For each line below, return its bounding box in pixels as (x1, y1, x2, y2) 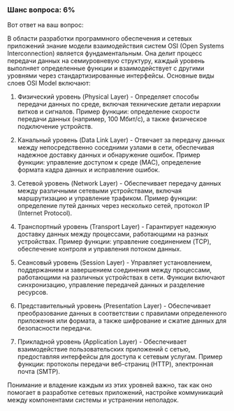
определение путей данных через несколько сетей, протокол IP (17, 202, 210, 210)
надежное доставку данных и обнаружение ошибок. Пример (17, 151, 200, 159)
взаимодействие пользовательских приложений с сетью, (17, 345, 191, 354)
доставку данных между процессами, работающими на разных (17, 230, 208, 239)
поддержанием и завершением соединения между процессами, (17, 266, 212, 274)
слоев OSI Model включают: (7, 79, 91, 88)
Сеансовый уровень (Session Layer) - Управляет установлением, (17, 258, 212, 267)
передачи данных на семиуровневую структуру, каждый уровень (7, 57, 205, 65)
